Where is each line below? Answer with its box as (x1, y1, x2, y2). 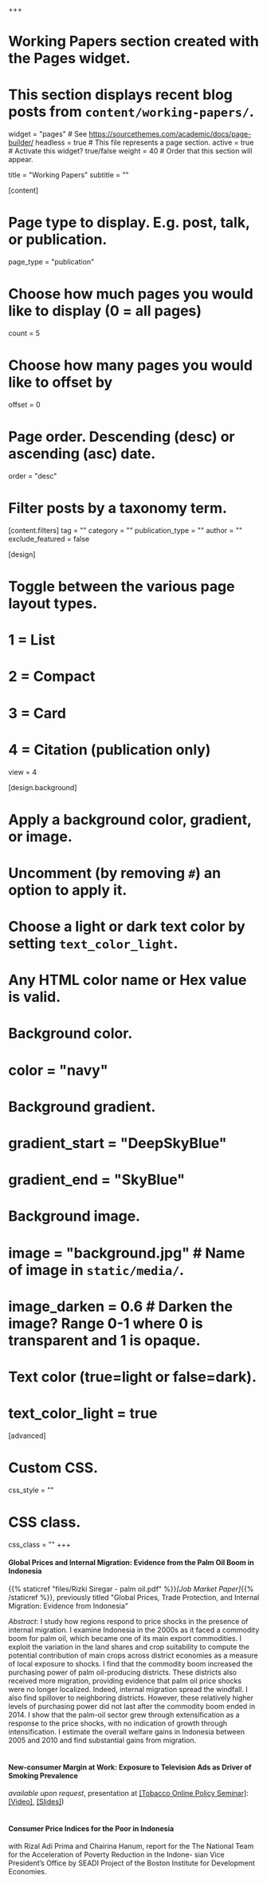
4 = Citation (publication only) (8, 741, 211, 759)
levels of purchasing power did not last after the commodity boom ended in (8, 1701, 256, 1710)
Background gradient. (8, 1098, 156, 1115)
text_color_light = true (8, 1404, 158, 1423)
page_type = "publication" (8, 257, 95, 267)
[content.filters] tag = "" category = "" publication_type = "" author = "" (8, 525, 243, 535)
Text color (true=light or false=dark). (8, 1368, 257, 1386)
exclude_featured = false (8, 534, 90, 543)
